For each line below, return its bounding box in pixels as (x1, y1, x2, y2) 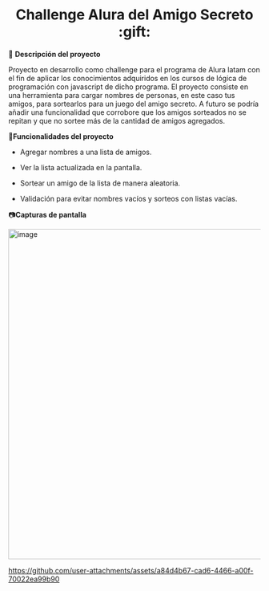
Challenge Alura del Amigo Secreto (15, 6, 254, 24)
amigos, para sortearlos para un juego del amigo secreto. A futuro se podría (8, 99, 259, 108)
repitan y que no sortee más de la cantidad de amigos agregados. (8, 116, 226, 125)
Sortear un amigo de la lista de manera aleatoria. (19, 178, 181, 188)
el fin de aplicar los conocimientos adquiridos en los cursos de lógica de (8, 73, 247, 83)
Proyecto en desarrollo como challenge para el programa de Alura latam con (8, 64, 260, 74)
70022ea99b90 (8, 574, 60, 584)
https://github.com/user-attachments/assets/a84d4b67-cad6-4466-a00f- (8, 565, 254, 575)
